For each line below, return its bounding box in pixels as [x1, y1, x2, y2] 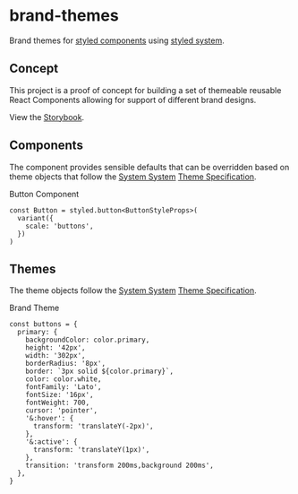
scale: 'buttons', [25, 221, 94, 230]
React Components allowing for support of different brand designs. [9, 94, 257, 105]
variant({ [17, 213, 54, 222]
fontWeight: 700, [25, 398, 90, 408]
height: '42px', [25, 343, 87, 352]
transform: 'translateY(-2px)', [32, 422, 154, 431]
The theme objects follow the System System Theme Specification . [9, 285, 257, 296]
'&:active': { [25, 438, 78, 446]
